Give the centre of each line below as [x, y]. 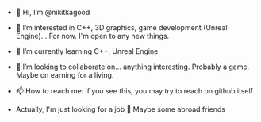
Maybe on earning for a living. [65, 75]
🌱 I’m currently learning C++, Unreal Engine [87, 51]
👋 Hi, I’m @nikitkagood [53, 12]
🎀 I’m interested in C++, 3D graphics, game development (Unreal [121, 27]
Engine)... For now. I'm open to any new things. [92, 36]
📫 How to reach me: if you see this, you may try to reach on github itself [134, 91]
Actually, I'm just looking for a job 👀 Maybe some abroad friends [121, 109]
